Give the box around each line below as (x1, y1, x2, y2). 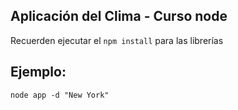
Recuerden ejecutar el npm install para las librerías (10, 34, 224, 46)
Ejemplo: (10, 64, 67, 81)
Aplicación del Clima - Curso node (10, 8, 228, 25)
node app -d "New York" (10, 90, 110, 100)
